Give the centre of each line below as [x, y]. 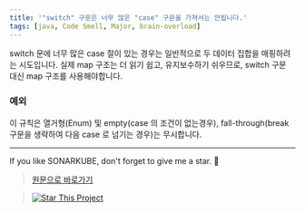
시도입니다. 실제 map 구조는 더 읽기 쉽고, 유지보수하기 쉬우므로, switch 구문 [152, 64]
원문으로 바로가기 [62, 179]
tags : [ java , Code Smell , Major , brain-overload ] [105, 26]
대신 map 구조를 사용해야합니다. [66, 76]
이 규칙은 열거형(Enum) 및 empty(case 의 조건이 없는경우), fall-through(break [149, 122]
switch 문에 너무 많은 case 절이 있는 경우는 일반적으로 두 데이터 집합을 [134, 53]
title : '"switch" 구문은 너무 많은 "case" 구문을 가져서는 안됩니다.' [128, 18]
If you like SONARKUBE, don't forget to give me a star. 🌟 [114, 160]
